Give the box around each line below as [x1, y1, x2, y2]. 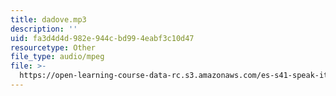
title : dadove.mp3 [10, 14, 87, 25]
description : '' [10, 24, 78, 34]
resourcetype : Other [10, 42, 97, 53]
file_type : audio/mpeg [10, 52, 105, 62]
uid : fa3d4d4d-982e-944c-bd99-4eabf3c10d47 [10, 33, 195, 43]
